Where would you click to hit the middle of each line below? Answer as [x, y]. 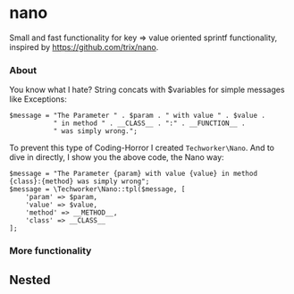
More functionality [50, 251]
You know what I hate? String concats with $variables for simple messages [147, 90]
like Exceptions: [38, 99]
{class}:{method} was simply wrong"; [80, 181]
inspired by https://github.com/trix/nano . [84, 46]
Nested [30, 280]
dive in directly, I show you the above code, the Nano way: [117, 157]
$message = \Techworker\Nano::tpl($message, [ [97, 189]
